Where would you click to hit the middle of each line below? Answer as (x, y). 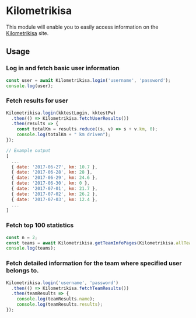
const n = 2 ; (22, 237)
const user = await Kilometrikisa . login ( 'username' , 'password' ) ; (88, 80)
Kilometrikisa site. (27, 33)
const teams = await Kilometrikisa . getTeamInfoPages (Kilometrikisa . (91, 243)
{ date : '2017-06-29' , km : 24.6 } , (55, 178)
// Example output (28, 150)
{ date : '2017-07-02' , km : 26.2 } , (55, 194)
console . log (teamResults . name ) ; (56, 299)
